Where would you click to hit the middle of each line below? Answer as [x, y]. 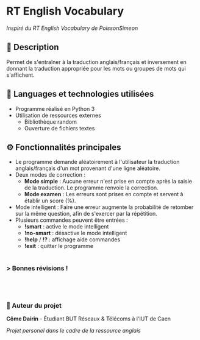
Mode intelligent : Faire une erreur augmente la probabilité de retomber [104, 207]
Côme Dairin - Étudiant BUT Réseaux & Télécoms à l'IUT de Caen [89, 319]
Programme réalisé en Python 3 [55, 108]
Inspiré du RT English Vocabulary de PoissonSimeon [72, 28]
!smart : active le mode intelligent [66, 227]
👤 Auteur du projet [34, 305]
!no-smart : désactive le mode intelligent [76, 233]
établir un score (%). [50, 201]
